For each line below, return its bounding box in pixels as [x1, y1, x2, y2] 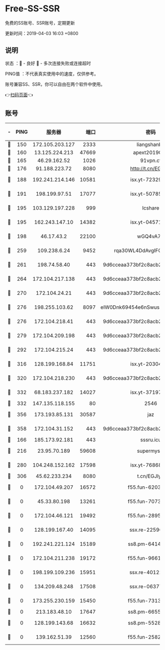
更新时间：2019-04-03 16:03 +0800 [5, 30, 79, 36]
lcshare [142, 204, 160, 211]
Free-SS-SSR [5, 3, 60, 14]
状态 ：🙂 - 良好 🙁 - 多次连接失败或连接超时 [5, 60, 91, 66]
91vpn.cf [140, 157, 162, 164]
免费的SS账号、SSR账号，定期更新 [5, 20, 75, 26]
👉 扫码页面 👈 [5, 92, 33, 98]
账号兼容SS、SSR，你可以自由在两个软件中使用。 [5, 81, 105, 87]
